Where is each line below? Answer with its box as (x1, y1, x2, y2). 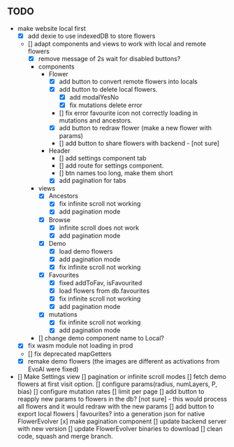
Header (48, 146, 71, 155)
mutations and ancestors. (59, 116, 133, 125)
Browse (48, 215, 71, 224)
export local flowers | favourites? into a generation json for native (17, 409, 205, 418)
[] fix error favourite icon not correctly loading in (59, 109, 198, 118)
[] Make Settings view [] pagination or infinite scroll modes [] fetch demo (17, 372, 227, 380)
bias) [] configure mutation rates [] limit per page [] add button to (17, 387, 205, 395)
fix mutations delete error (69, 101, 143, 109)
